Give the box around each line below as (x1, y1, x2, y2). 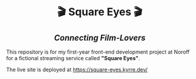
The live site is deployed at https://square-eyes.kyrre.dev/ (6, 66, 148, 73)
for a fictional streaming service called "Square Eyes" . (6, 55, 141, 61)
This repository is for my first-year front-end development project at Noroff (6, 48, 190, 55)
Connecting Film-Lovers (53, 32, 146, 42)
